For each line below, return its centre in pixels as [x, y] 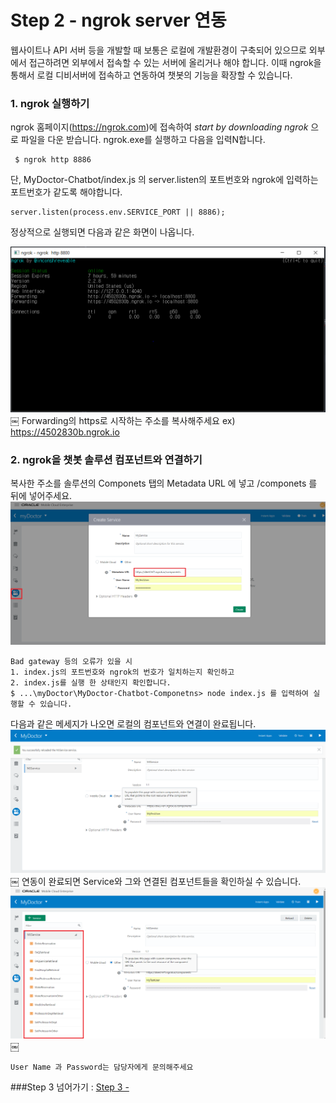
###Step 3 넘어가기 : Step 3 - [70, 1087]
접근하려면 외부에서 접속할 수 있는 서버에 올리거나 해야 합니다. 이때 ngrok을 [175, 62]
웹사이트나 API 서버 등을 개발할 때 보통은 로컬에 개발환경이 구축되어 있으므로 [158, 50]
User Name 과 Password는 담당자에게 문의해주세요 [102, 1067]
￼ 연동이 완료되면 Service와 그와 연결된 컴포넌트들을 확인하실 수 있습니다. [156, 882]
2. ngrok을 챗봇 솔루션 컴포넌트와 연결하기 [106, 459]
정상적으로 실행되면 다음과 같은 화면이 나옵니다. [102, 232]
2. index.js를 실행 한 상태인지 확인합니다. [91, 683]
